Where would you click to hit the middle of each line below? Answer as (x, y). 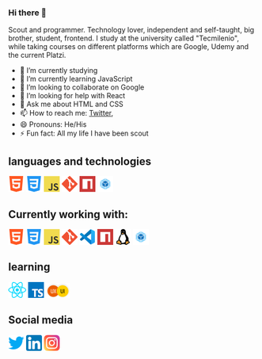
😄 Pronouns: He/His (53, 124)
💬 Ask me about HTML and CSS (72, 104)
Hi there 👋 (28, 13)
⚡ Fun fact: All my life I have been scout (84, 133)
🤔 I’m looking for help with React (72, 96)
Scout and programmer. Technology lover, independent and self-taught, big (131, 30)
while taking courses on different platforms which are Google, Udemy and (129, 47)
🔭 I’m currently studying (59, 71)
